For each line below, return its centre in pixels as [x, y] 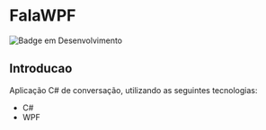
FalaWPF [43, 16]
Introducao [41, 69]
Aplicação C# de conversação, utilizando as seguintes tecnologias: [133, 90]
